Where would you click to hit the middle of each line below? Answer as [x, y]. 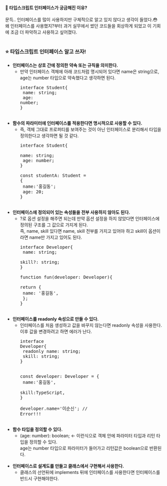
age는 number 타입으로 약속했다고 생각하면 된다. [68, 78]
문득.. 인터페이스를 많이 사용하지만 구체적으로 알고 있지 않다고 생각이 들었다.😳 [81, 20]
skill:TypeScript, [42, 392]
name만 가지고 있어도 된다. [56, 237]
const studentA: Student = [53, 175]
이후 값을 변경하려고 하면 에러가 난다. [56, 331]
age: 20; [33, 192]
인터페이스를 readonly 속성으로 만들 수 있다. [55, 319]
